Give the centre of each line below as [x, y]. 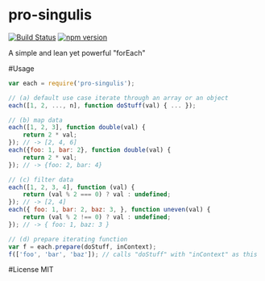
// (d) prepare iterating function [68, 239]
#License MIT [31, 270]
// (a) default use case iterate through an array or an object [118, 98]
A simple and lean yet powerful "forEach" [77, 52]
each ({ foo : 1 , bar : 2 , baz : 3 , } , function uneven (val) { [110, 210]
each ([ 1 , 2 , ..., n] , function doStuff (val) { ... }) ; [102, 105]
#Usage [21, 68]
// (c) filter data [41, 179]
